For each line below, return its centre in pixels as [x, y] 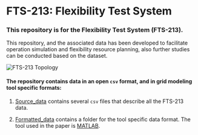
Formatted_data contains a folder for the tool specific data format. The [103, 119]
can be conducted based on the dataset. [57, 56]
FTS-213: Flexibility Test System [89, 11]
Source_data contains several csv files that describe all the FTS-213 [99, 101]
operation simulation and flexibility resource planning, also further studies [98, 49]
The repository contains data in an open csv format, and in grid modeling [99, 81]
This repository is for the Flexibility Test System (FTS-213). [95, 30]
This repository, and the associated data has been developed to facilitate [97, 43]
